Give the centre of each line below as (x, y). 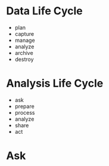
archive (24, 53)
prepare (24, 106)
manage (25, 40)
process (25, 112)
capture (24, 33)
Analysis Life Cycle (55, 83)
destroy (24, 59)
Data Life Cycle (44, 11)
